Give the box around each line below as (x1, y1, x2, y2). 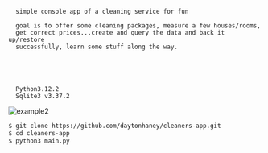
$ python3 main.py (8, 137, 70, 145)
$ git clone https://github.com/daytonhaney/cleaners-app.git (8, 122, 221, 130)
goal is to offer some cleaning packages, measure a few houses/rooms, (15, 22, 262, 30)
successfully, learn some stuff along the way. (15, 43, 179, 51)
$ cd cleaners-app (8, 129, 70, 137)
